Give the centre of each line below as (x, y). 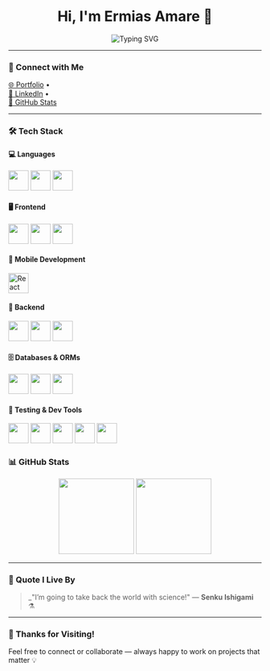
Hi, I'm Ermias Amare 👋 (135, 17)
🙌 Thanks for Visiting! (51, 634)
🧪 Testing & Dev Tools (45, 409)
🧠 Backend (27, 307)
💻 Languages (32, 154)
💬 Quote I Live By (42, 579)
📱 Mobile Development (47, 259)
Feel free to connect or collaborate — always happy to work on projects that (134, 652)
